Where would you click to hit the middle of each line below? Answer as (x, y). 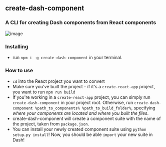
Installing (17, 46)
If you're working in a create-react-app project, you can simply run (81, 97)
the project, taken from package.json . (50, 124)
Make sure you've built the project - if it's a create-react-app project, (83, 87)
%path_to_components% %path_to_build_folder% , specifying (95, 108)
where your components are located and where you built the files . (80, 113)
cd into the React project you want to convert (58, 81)
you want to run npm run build (44, 92)
